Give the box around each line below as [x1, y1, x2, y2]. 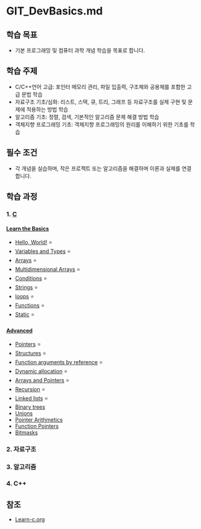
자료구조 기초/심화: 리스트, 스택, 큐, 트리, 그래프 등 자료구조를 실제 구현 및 [14, 98, 187, 105]
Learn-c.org [14, 516, 45, 523]
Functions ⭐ [14, 302, 45, 309]
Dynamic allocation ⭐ [14, 368, 68, 375]
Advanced [6, 327, 33, 334]
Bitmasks [14, 429, 38, 436]
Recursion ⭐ [14, 386, 46, 393]
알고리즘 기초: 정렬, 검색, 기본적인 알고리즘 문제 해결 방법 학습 [14, 113, 159, 120]
